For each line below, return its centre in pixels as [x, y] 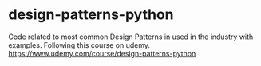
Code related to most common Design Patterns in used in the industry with [131, 37]
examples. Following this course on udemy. [79, 45]
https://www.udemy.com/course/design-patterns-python [102, 53]
